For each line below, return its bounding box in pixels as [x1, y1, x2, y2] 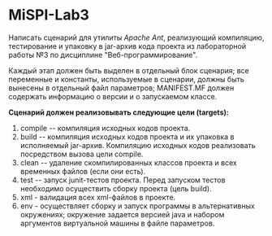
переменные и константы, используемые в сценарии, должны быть [8, 74, 245, 84]
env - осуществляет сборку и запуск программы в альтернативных [19, 201, 256, 211]
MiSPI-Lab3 [8, 6, 89, 24]
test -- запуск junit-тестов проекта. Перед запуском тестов [19, 175, 226, 185]
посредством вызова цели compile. [19, 149, 144, 159]
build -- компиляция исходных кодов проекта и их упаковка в [19, 132, 235, 142]
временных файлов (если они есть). [19, 166, 146, 176]
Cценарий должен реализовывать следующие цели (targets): [8, 107, 229, 117]
